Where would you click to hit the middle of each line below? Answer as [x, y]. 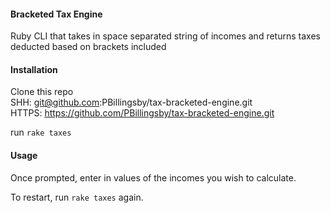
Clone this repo [42, 92]
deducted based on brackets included [88, 47]
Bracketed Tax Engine [56, 14]
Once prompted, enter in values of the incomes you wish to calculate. [153, 177]
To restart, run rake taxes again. [77, 197]
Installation [34, 69]
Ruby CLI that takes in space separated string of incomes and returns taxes [165, 36]
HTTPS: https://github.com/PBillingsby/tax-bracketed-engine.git [142, 113]
